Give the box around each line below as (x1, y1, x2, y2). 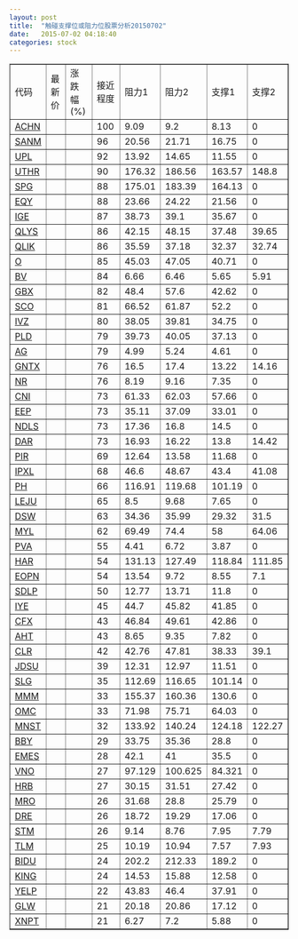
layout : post (9, 12, 58, 22)
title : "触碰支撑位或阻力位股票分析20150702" (9, 21, 167, 30)
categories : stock (9, 37, 77, 47)
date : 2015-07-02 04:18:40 (9, 29, 117, 38)
